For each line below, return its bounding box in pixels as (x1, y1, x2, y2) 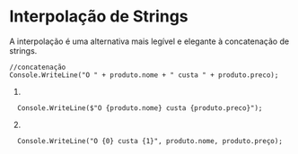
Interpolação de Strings (9, 6, 188, 27)
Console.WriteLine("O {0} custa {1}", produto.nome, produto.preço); (17, 136, 283, 145)
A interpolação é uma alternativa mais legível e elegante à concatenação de (9, 36, 290, 47)
